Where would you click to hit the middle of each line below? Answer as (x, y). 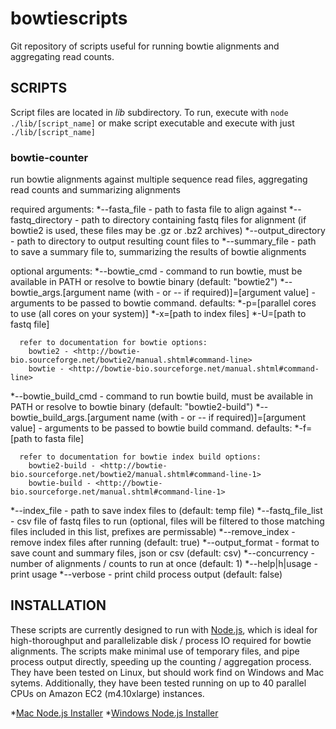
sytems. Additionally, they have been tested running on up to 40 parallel (158, 683)
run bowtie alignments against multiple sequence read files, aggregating (159, 179)
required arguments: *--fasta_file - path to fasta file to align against (148, 209)
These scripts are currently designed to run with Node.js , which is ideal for (164, 629)
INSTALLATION (58, 605)
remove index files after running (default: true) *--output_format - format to (165, 543)
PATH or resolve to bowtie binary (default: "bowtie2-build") (132, 407)
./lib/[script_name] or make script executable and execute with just (152, 123)
